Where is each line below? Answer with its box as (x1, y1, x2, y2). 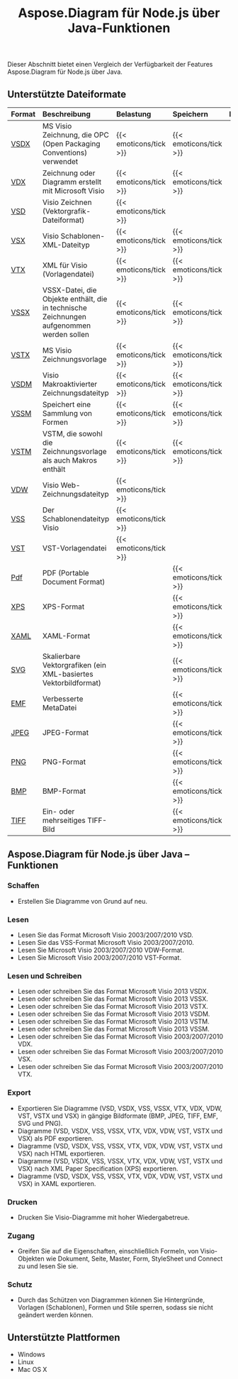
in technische (42, 303, 87, 313)
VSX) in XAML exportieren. (17, 1179, 96, 1187)
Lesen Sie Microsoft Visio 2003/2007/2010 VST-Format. (17, 953, 182, 962)
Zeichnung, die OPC (42, 130, 110, 140)
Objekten (17, 1254, 45, 1263)
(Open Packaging (42, 139, 101, 148)
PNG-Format (42, 757, 86, 767)
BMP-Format (42, 786, 86, 796)
